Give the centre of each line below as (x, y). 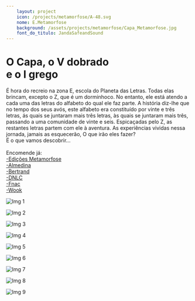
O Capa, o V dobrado (58, 62)
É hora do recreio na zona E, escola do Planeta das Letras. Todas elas (90, 91)
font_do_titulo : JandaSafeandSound (60, 33)
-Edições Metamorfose (34, 159)
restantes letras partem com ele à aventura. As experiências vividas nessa (96, 128)
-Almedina (18, 165)
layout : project (37, 11)
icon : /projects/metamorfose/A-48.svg (64, 17)
